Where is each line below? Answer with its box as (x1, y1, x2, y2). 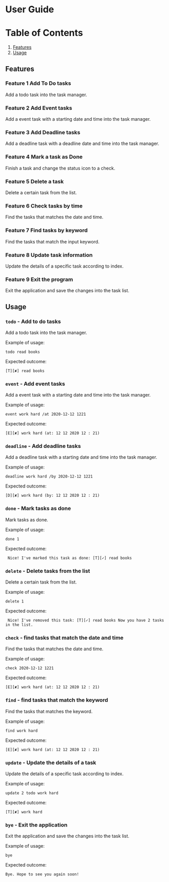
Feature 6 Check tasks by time (5, 202, 83, 209)
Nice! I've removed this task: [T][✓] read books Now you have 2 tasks (7, 618, 164, 623)
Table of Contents (5, 27, 83, 39)
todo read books (5, 349, 40, 354)
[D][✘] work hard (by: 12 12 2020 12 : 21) (5, 493, 100, 498)
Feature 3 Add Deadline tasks (5, 129, 81, 136)
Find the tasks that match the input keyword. (5, 238, 100, 245)
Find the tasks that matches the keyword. (5, 708, 93, 715)
